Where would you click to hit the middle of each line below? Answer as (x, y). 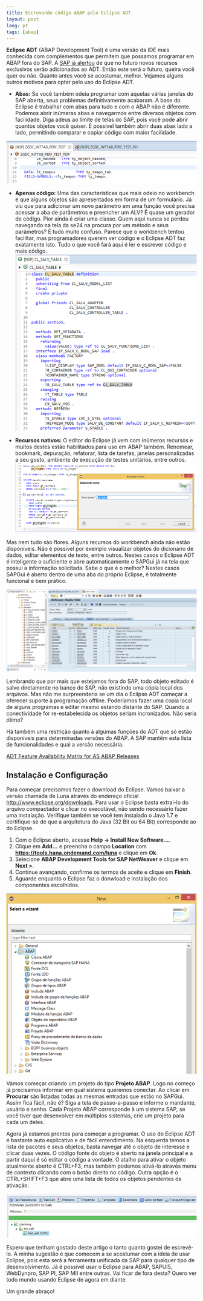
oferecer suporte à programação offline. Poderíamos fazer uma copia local (99, 700)
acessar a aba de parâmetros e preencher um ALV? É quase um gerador (105, 212)
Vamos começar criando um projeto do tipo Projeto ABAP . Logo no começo (101, 1083)
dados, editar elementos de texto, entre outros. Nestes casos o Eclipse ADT (101, 555)
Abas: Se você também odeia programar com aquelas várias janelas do (104, 94)
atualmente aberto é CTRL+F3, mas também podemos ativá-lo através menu (101, 1166)
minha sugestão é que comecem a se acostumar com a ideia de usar (105, 1254)
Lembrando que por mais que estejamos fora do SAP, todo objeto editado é (100, 681)
